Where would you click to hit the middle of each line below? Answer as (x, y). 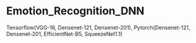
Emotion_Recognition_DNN (75, 11)
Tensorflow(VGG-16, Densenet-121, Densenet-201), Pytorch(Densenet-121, (98, 27)
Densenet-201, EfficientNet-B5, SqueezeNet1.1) (64, 33)
